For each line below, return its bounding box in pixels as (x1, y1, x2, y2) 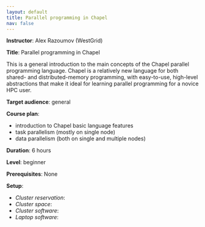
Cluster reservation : (15, 194, 65, 201)
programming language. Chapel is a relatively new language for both (6, 67, 179, 74)
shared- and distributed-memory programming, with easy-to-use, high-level (6, 74, 198, 81)
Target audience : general (6, 98, 71, 106)
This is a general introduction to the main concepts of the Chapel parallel (6, 60, 189, 68)
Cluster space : (15, 201, 52, 208)
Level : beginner (6, 159, 46, 166)
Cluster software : (15, 207, 59, 214)
